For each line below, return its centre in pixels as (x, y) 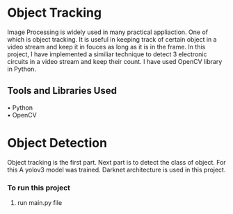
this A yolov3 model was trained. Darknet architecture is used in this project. (116, 170)
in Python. (22, 69)
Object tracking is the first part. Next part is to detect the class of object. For (116, 162)
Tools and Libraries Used (62, 91)
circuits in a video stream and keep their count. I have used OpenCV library (115, 61)
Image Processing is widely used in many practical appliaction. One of (108, 32)
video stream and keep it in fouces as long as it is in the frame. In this (106, 47)
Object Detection (57, 143)
